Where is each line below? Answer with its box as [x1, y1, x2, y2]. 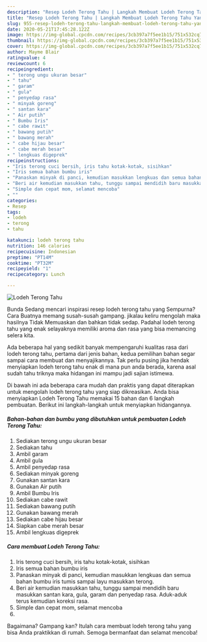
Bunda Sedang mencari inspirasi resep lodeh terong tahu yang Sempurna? [7, 305, 196, 313]
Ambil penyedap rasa [15, 463, 70, 471]
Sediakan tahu [15, 444, 53, 451]
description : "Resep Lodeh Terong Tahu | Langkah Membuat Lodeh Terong [7, 9, 194, 15]
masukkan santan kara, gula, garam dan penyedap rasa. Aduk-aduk [15, 590, 187, 598]
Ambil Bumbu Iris [15, 489, 60, 496]
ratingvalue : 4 [7, 55, 46, 61]
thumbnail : [7, 37, 35, 44]
